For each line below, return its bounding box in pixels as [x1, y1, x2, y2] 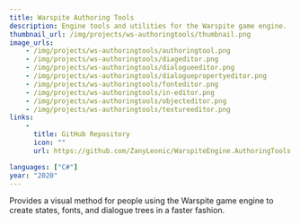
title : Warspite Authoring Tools [9, 13, 135, 22]
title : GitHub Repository [32, 130, 130, 139]
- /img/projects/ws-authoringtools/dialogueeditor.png [25, 64, 235, 73]
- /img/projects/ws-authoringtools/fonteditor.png [25, 80, 219, 89]
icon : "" [32, 138, 66, 147]
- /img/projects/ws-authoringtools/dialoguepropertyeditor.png [25, 72, 268, 81]
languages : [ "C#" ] [9, 162, 78, 171]
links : [9, 113, 34, 122]
